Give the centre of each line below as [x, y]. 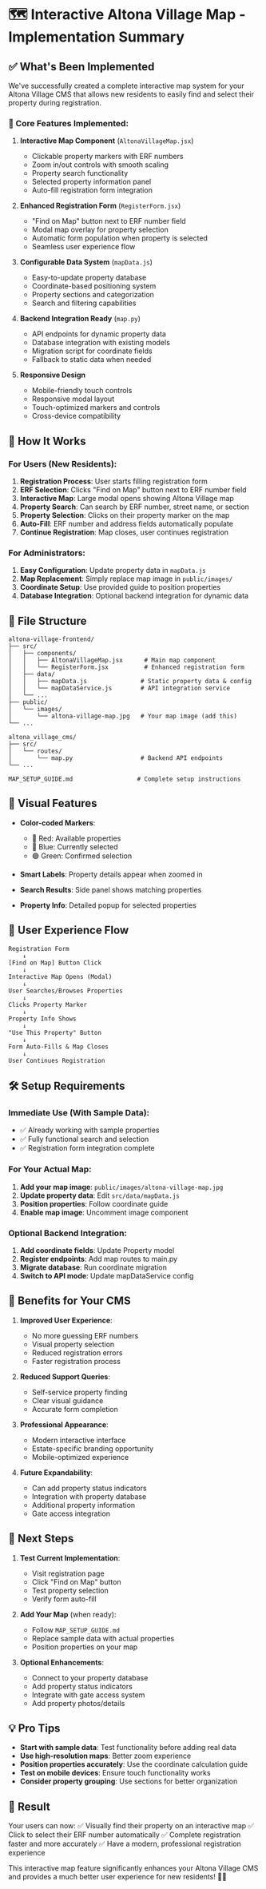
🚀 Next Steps [41, 1539]
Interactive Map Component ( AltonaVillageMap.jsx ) [107, 141]
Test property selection [70, 1590]
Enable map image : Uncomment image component [104, 1212]
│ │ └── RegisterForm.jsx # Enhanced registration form [127, 667]
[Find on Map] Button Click [55, 963]
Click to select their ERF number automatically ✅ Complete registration [125, 1835]
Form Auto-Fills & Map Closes [59, 1047]
